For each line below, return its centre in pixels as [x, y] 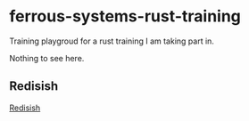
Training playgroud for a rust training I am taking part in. [112, 41]
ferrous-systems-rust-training [125, 16]
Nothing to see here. [47, 58]
